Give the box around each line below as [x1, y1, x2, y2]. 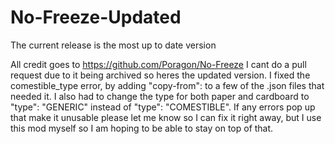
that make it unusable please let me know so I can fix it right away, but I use [10, 111, 322, 123]
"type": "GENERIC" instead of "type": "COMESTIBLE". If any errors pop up [10, 101, 316, 113]
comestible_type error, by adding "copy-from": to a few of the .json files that [10, 79, 325, 91]
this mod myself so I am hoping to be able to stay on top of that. [10, 122, 274, 134]
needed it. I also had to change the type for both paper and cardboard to [10, 90, 310, 102]
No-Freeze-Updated [10, 6, 182, 29]
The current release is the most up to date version [10, 39, 217, 51]
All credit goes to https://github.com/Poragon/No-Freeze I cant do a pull [10, 58, 307, 70]
